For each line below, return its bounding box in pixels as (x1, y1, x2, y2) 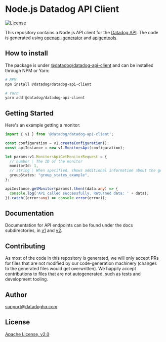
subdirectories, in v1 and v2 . (5, 228, 63, 233)
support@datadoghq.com (5, 304, 58, 309)
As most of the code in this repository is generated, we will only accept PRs (5, 255, 159, 261)
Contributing (5, 242, 45, 250)
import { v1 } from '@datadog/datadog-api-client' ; (5, 132, 114, 137)
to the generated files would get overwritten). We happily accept (5, 266, 137, 272)
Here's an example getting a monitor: (5, 122, 81, 128)
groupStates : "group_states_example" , (9, 172, 90, 178)
